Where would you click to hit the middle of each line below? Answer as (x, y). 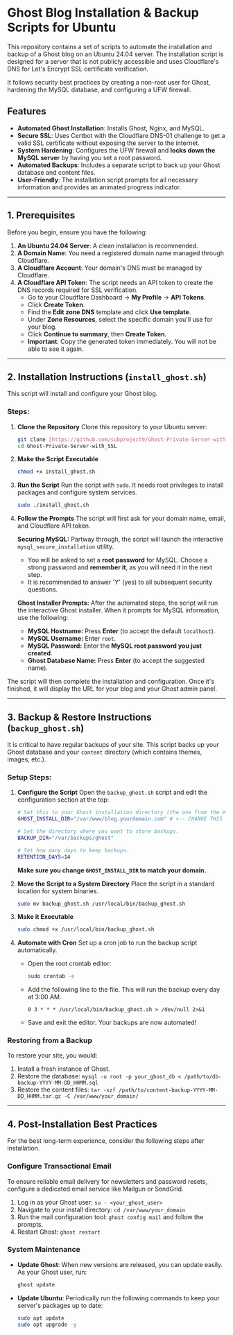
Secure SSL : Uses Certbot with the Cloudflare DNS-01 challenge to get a (121, 135)
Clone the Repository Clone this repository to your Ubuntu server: (112, 427)
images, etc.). (27, 759)
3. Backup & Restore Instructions (79, 717)
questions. (43, 589)
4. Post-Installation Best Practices (82, 1124)
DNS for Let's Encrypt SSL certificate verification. (78, 69)
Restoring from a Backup (50, 1040)
